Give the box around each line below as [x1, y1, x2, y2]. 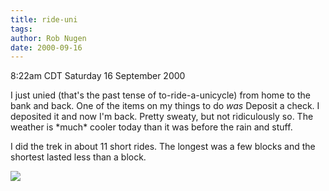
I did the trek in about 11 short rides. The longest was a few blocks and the [10, 141, 316, 153]
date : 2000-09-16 [10, 42, 83, 53]
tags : [10, 24, 33, 34]
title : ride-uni [10, 14, 78, 25]
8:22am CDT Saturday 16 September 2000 [10, 70, 186, 82]
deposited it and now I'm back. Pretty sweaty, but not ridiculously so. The [10, 111, 314, 123]
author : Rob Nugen [10, 33, 87, 43]
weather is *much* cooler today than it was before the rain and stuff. [10, 121, 293, 133]
